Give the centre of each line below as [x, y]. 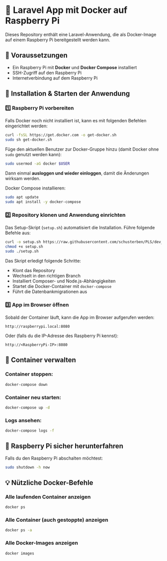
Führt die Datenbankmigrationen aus [50, 291]
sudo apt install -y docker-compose [43, 202]
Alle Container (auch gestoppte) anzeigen [57, 520]
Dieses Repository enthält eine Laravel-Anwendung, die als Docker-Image [81, 34]
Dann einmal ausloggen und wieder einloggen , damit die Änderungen [77, 173]
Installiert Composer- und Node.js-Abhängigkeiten [64, 281]
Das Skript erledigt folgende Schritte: [43, 261]
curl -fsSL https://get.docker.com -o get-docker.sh [61, 135]
